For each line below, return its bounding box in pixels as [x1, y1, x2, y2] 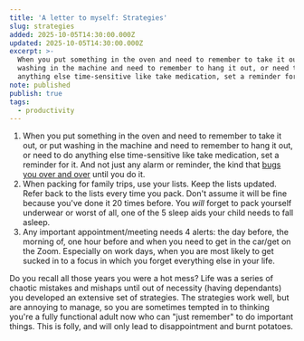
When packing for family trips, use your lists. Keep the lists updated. [22, 178, 278, 190]
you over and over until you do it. [22, 169, 146, 180]
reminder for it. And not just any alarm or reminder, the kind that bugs [22, 159, 281, 170]
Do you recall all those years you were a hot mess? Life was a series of [9, 273, 274, 284]
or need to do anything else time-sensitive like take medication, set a [22, 150, 280, 161]
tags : [9, 97, 30, 107]
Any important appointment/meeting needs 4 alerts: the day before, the [22, 227, 290, 238]
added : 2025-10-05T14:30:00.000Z [9, 30, 136, 39]
